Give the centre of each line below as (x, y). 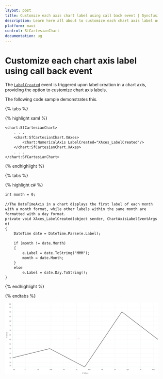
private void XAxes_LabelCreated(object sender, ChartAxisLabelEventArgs (81, 219)
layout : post (18, 10)
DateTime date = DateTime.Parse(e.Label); (57, 233)
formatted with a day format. (36, 214)
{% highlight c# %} (24, 185)
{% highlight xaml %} (26, 118)
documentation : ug (24, 36)
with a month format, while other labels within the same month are (76, 209)
